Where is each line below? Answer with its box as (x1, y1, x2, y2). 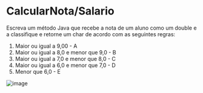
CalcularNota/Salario (6, 4, 115, 18)
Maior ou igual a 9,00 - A (15, 42, 78, 50)
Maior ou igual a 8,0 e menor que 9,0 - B (15, 48, 116, 56)
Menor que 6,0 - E (15, 68, 61, 75)
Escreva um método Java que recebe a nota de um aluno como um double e (6, 24, 197, 31)
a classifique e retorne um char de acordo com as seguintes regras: (6, 30, 176, 37)
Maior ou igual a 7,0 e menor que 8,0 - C (15, 55, 116, 62)
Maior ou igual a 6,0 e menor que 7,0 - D (15, 62, 116, 69)
